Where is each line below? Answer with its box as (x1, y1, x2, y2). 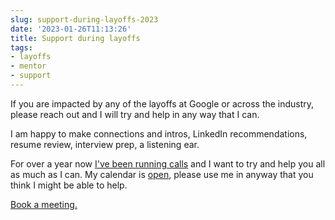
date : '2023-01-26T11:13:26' (10, 24, 132, 34)
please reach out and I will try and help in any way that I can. (10, 108, 260, 120)
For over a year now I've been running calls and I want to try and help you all (10, 157, 326, 170)
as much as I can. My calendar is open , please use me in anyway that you (10, 168, 314, 180)
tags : (10, 42, 33, 53)
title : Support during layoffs (10, 33, 141, 43)
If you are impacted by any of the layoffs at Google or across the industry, (10, 97, 315, 110)
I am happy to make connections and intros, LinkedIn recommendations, (10, 127, 308, 140)
